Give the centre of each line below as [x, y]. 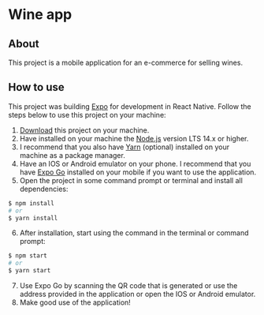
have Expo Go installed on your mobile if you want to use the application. [138, 172]
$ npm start [28, 256]
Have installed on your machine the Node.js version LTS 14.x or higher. [134, 138]
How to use [36, 87]
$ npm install [32, 203]
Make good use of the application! [75, 302]
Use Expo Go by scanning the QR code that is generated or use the [128, 286]
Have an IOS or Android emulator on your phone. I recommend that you [135, 163]
